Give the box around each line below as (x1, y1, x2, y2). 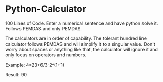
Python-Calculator (5, 3, 86, 15)
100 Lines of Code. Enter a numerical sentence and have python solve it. (5, 20, 158, 26)
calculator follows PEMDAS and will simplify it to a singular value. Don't (5, 40, 155, 47)
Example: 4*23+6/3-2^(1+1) (5, 61, 65, 68)
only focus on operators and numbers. (5, 52, 86, 58)
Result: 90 (5, 71, 27, 77)
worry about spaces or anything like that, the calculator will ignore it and (5, 46, 158, 52)
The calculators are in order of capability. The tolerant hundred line (5, 35, 147, 42)
